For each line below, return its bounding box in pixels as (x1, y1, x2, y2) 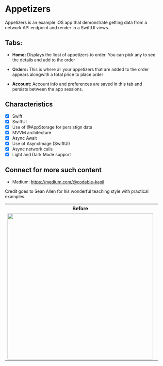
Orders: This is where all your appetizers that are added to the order (12, 66, 149, 72)
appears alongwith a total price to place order (12, 72, 103, 77)
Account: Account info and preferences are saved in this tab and (12, 81, 142, 87)
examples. (5, 193, 26, 199)
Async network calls (12, 146, 53, 152)
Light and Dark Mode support (12, 152, 71, 157)
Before (72, 205, 88, 212)
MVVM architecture (12, 129, 51, 135)
